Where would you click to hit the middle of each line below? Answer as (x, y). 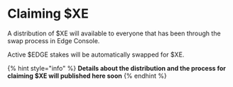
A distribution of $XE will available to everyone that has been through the (114, 33)
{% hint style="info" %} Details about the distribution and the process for (116, 68)
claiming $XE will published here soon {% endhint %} (87, 76)
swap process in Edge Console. (54, 40)
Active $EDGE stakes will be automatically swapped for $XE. (96, 54)
